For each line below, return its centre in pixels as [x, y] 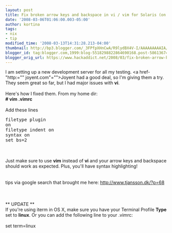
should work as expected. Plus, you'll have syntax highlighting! [71, 166]
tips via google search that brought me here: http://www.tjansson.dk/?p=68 [85, 182]
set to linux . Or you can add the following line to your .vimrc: [69, 215]
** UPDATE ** [20, 204]
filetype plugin [26, 120]
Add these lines [22, 110]
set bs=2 [16, 140]
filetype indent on [30, 130]
